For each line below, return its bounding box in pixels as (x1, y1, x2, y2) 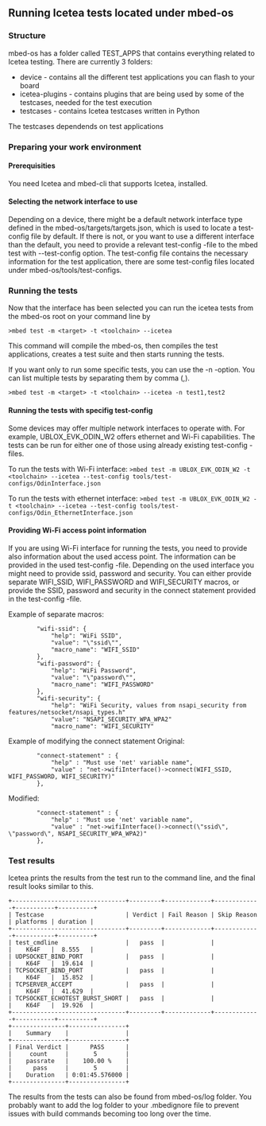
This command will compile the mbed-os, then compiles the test (8, 341, 218, 351)
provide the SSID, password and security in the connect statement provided (8, 585, 256, 595)
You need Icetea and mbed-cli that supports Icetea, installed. (8, 178, 208, 188)
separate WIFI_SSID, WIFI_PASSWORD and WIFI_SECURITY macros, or (8, 577, 240, 586)
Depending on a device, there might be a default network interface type (8, 215, 243, 224)
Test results (8, 855, 56, 866)
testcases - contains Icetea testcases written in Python (19, 106, 200, 115)
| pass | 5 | (8, 1064, 129, 1073)
